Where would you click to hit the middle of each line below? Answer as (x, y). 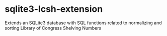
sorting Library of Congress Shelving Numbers (53, 28)
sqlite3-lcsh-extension (54, 9)
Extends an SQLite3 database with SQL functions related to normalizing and (83, 23)
